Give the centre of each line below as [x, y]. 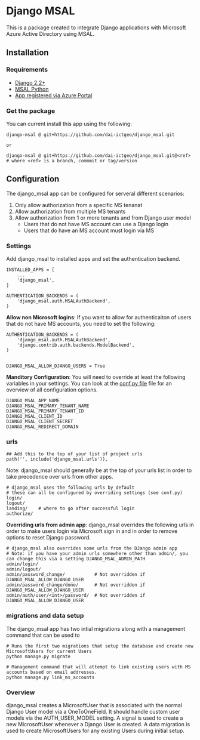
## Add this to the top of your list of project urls [75, 454]
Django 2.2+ [30, 82]
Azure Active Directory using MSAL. [50, 33]
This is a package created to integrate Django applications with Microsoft [96, 27]
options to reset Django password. [49, 538]
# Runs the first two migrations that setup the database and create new [100, 646]
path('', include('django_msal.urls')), [57, 460]
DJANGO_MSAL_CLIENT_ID [34, 417]
